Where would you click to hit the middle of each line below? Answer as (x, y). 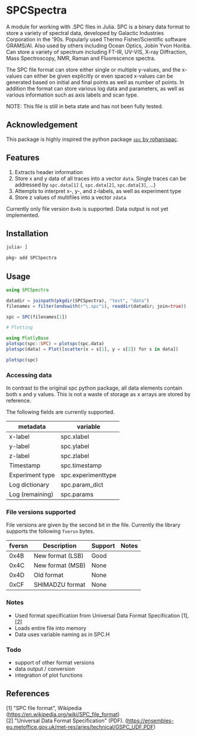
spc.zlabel (75, 456)
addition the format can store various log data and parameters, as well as (95, 88)
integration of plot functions (49, 675)
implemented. (23, 215)
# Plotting (20, 327)
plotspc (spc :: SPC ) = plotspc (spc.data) (55, 344)
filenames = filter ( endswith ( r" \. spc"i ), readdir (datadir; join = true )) (96, 306)
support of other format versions (54, 663)
